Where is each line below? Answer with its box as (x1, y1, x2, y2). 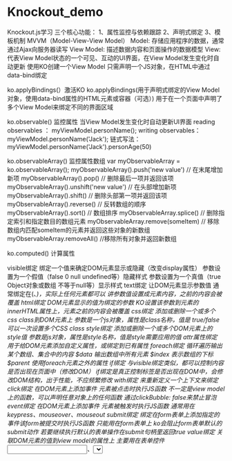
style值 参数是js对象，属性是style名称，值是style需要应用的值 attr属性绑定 (7, 333, 217, 341)
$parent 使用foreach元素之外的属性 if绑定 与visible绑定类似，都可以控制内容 (7, 358, 224, 366)
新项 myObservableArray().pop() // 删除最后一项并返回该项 (7, 174, 174, 182)
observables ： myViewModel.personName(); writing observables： (7, 126, 202, 135)
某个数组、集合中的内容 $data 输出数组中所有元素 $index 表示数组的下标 (7, 350, 214, 358)
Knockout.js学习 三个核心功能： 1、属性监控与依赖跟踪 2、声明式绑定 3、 (7, 28, 215, 36)
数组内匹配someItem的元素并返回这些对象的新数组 (7, 226, 151, 234)
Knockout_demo (7, 4, 104, 20)
